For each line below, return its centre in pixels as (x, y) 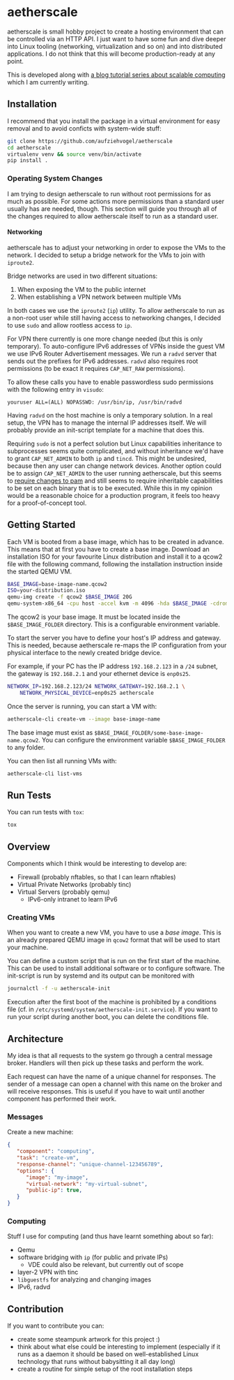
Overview (29, 847)
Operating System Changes (55, 179)
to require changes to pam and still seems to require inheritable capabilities (115, 480)
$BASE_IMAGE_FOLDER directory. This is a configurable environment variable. (114, 624)
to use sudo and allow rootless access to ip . (70, 325)
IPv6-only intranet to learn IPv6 (72, 900)
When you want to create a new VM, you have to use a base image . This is (114, 932)
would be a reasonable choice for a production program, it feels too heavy (114, 495)
